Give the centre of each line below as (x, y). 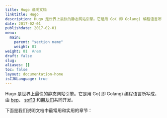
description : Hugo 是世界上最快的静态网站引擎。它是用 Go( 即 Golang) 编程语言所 (83, 19)
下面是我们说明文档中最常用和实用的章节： (49, 110)
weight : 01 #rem (23, 51)
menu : (11, 33)
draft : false (19, 56)
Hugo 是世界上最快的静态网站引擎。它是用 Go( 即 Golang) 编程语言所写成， (82, 93)
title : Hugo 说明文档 (26, 10)
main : (15, 38)
